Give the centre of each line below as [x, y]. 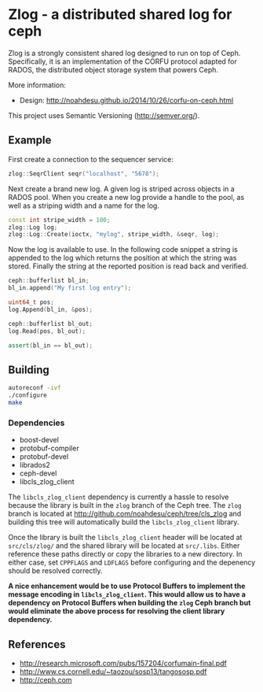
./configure [27, 395]
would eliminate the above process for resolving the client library [117, 611]
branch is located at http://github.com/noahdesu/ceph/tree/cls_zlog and [125, 514]
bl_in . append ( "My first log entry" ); [70, 288]
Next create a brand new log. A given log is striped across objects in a [122, 189]
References [37, 644]
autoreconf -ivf [35, 388]
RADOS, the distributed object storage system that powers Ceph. [113, 69]
